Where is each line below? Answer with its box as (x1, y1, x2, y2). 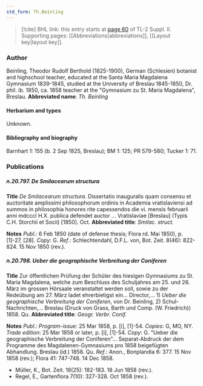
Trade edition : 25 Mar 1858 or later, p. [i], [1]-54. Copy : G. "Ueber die (6, 329, 178, 336)
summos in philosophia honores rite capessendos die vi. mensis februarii (6, 206, 189, 213)
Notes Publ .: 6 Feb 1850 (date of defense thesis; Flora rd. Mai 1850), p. (6, 231, 183, 238)
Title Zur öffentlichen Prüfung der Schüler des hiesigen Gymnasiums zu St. (6, 272, 194, 280)
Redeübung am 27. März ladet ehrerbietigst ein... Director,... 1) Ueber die (6, 292, 187, 299)
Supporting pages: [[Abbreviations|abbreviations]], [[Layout (21, 31, 171, 39)
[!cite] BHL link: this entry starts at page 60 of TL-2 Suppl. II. (21, 25, 171, 33)
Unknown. (6, 120, 32, 128)
